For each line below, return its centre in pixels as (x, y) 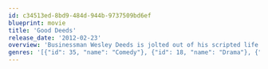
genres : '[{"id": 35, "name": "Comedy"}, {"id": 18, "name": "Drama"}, (130, 52)
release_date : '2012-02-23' (55, 38)
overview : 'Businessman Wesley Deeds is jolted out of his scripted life (134, 45)
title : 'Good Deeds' (43, 30)
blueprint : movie (37, 23)
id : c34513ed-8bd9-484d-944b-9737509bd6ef (80, 15)
